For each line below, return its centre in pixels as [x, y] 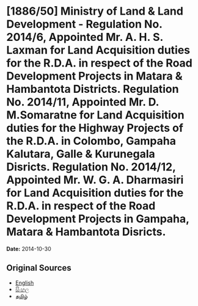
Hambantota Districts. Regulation [93, 89]
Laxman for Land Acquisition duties [98, 50]
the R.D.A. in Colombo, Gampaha [91, 141]
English [24, 283]
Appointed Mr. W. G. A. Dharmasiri [95, 180]
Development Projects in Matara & [94, 76]
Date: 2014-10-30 [29, 249]
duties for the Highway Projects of [95, 128]
